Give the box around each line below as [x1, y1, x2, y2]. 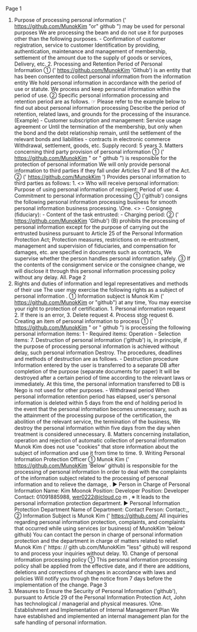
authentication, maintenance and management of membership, [14, 48, 168, 55]
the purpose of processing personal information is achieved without [14, 343, 179, 350]
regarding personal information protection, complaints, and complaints [14, 519, 186, 525]
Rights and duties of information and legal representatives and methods [14, 280, 188, 287]
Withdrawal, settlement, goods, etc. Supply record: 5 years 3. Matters [14, 142, 183, 149]
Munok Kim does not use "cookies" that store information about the [14, 443, 179, 450]
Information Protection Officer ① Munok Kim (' [14, 456, 130, 462]
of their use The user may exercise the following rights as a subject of [14, 286, 184, 293]
